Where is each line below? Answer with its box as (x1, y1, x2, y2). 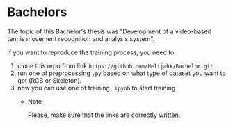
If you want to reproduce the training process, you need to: (7, 48, 176, 56)
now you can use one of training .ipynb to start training (17, 84, 176, 92)
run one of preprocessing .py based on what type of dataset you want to (17, 69, 226, 77)
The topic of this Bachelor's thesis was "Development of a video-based (7, 27, 212, 36)
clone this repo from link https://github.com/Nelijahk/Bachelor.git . (17, 61, 216, 70)
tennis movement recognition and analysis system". (7, 34, 155, 42)
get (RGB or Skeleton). (17, 76, 82, 84)
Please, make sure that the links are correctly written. (27, 111, 181, 119)
